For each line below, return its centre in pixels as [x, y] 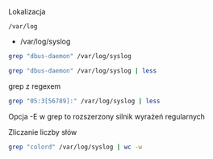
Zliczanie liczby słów [43, 132]
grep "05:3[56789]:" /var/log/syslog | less [84, 101]
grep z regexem [35, 86]
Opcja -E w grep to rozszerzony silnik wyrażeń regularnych [107, 116]
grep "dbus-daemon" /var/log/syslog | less [83, 71]
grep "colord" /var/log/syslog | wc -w [75, 147]
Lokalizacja [27, 12]
